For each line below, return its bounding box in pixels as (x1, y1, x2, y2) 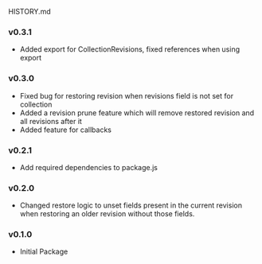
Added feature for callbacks (19, 125, 111, 134)
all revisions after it (19, 116, 82, 126)
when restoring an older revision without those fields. (19, 209, 195, 219)
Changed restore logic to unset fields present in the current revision (19, 200, 243, 210)
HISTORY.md (8, 7, 51, 16)
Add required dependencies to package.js (19, 162, 158, 172)
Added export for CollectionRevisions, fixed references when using (19, 45, 240, 54)
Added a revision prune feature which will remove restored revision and (19, 107, 255, 118)
